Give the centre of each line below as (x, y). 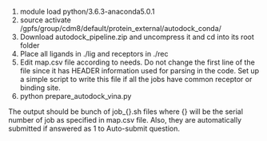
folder (30, 45)
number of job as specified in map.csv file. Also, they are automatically (125, 120)
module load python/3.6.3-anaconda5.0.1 (87, 12)
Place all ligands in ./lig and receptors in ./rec (94, 54)
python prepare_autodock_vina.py (76, 96)
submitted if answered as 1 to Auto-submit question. (94, 128)
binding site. (40, 88)
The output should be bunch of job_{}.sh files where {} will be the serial (126, 112)
